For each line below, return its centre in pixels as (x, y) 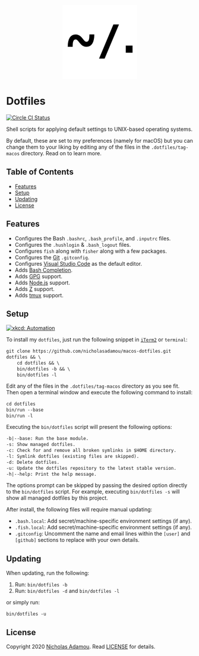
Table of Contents (40, 172)
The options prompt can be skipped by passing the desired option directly (97, 485)
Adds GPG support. (39, 276)
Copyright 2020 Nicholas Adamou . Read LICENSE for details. (81, 646)
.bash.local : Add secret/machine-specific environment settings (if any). (103, 521)
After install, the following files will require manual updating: (79, 510)
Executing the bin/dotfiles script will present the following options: (89, 427)
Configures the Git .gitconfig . (52, 257)
